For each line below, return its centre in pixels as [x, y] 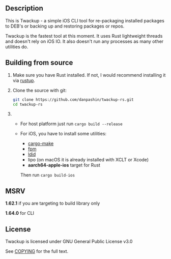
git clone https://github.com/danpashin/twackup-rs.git [73, 99]
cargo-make [41, 143]
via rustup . [24, 80]
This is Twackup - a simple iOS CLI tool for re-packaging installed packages [85, 20]
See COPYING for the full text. [37, 251]
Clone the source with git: [40, 90]
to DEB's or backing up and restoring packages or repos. [65, 26]
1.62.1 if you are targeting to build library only [53, 204]
